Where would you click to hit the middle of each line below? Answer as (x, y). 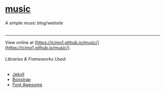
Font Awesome (27, 85)
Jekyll (18, 74)
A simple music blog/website (34, 23)
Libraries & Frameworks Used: (36, 59)
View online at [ (21, 43)
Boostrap (21, 79)
